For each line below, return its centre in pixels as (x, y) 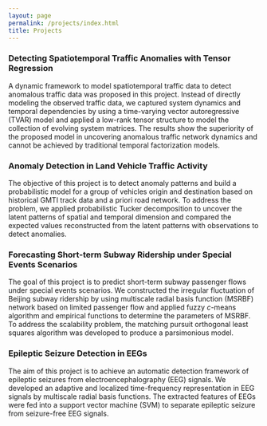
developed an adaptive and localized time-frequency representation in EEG (132, 388)
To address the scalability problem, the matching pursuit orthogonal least (128, 325)
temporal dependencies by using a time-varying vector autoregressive (124, 111)
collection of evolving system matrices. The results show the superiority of (131, 128)
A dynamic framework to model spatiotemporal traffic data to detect (120, 85)
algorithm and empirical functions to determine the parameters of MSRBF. (130, 316)
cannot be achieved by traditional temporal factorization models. (114, 145)
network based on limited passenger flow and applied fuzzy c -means (122, 307)
